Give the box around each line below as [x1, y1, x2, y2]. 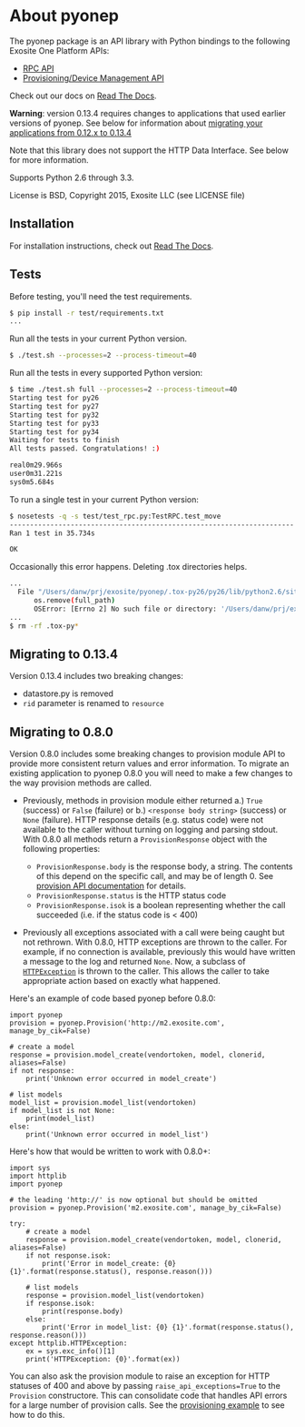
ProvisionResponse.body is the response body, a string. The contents [35, 861, 293, 872]
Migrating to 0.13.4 [9, 646, 119, 662]
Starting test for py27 [9, 401, 100, 410]
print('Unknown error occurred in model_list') [25, 1130, 209, 1139]
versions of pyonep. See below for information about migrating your [9, 117, 263, 128]
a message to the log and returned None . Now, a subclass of [22, 956, 246, 967]
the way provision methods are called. [9, 777, 152, 788]
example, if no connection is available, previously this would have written [22, 946, 296, 957]
